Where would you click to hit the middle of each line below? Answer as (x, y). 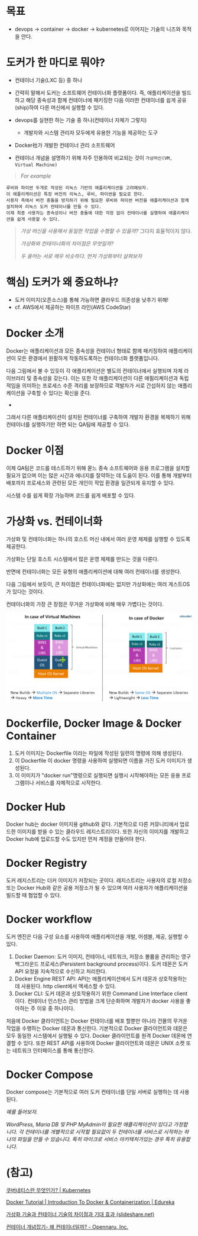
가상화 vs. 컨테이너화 (54, 521)
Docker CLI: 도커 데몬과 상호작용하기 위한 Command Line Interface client (101, 993)
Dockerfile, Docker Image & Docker (94, 723)
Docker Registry (47, 863)
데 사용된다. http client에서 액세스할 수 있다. (65, 986)
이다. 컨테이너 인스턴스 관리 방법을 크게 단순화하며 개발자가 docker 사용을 (100, 1001)
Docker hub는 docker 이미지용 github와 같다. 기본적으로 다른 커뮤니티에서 (92, 824)
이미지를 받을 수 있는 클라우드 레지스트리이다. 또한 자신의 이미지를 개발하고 (103, 831)
